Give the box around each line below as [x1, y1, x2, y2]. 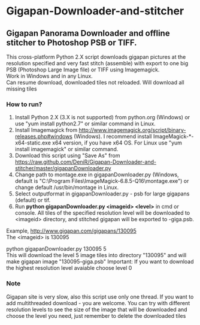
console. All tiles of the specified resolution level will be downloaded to [14, 209, 190, 216]
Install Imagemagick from [14, 127, 78, 134]
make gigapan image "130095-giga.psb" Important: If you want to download [6, 258, 194, 265]
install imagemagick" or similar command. [14, 146, 119, 153]
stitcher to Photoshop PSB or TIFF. [6, 37, 137, 47]
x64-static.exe [14, 139, 51, 146]
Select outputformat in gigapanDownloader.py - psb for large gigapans [14, 190, 190, 197]
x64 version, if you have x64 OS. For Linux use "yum [51, 139, 183, 146]
